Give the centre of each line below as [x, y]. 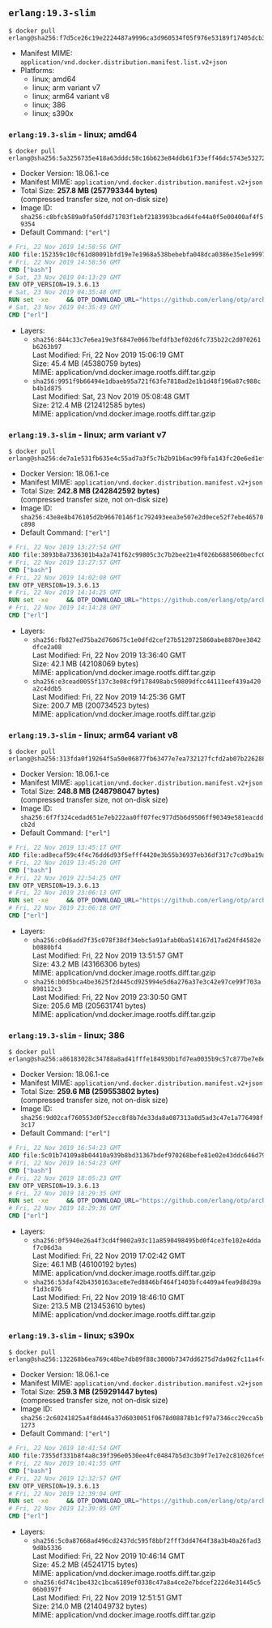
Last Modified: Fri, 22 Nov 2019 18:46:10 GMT [108, 1297]
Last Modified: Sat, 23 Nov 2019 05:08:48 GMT [111, 396]
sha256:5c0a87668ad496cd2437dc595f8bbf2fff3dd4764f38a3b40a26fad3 [147, 1541]
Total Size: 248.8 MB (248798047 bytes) [89, 791]
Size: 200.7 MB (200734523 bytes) [91, 705]
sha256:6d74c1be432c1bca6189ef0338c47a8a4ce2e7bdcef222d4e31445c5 [147, 1583]
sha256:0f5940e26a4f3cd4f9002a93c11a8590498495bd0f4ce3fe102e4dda [147, 1241]
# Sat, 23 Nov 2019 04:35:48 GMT [65, 292]
